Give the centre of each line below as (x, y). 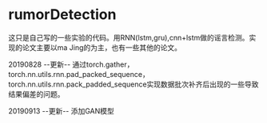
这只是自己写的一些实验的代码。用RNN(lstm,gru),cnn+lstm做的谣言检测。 (129, 37)
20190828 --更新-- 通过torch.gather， (71, 64)
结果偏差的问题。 (36, 94)
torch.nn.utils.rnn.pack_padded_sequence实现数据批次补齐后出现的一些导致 (133, 84)
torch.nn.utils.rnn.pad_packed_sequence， (79, 74)
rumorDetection (62, 15)
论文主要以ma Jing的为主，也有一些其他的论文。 (102, 47)
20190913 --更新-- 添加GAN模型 (61, 111)
